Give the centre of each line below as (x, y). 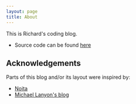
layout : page (22, 11)
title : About (22, 17)
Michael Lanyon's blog (42, 95)
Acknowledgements (43, 63)
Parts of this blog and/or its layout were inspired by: (68, 77)
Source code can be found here (53, 45)
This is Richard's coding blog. (42, 33)
